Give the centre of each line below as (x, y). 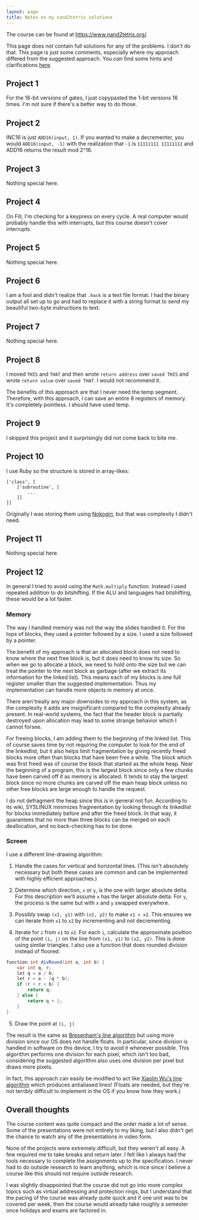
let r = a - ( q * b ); (43, 979)
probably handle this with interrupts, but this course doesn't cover (87, 223)
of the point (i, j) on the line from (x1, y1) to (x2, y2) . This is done (100, 938)
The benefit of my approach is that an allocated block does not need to (93, 651)
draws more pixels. (29, 1067)
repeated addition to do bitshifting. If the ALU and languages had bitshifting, (99, 593)
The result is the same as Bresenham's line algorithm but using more (90, 1035)
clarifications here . (29, 65)
